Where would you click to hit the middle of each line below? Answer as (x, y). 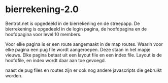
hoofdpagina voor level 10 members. (43, 34)
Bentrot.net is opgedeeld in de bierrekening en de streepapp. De (73, 23)
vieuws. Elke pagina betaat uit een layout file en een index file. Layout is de (84, 55)
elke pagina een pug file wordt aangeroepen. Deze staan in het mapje (78, 49)
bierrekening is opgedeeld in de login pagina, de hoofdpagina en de (76, 29)
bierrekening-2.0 (42, 9)
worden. (14, 75)
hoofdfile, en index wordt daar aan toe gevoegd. (56, 60)
